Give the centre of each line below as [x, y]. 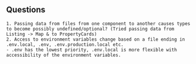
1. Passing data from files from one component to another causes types [98, 23]
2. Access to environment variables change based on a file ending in [96, 39]
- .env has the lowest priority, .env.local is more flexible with [92, 50]
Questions [26, 10]
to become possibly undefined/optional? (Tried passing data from [90, 29]
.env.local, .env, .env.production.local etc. [65, 44]
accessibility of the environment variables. [63, 55]
